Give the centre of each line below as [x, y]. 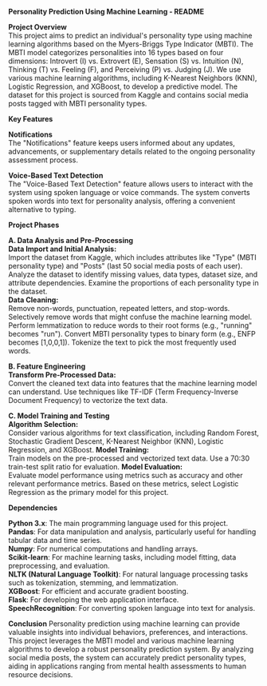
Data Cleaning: [33, 300]
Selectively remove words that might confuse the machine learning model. [130, 317]
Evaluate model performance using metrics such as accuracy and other [126, 475]
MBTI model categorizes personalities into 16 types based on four [116, 52]
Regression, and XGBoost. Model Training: [79, 450]
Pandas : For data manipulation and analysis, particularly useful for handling [132, 532]
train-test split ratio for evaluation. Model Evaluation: [96, 467]
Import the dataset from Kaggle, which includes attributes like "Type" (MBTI [132, 257]
